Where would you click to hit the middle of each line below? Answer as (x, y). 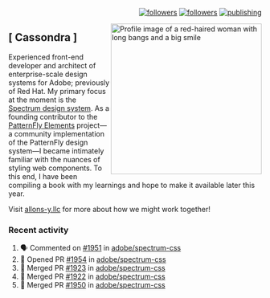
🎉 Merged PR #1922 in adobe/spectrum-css (93, 276)
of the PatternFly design (48, 142)
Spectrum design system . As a (59, 108)
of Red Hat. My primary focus (57, 91)
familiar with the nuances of (54, 159)
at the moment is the (42, 100)
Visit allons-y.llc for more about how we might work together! (110, 209)
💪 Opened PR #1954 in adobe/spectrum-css (93, 259)
